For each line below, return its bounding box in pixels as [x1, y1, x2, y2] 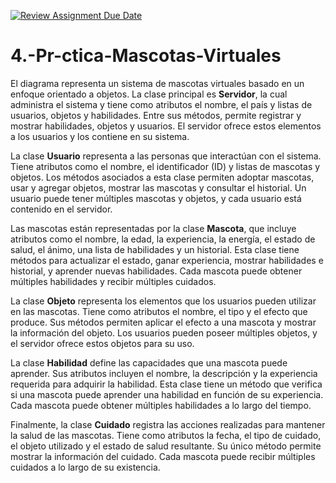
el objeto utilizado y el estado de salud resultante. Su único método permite [10, 440, 322, 452]
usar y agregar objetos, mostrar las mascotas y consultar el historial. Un [10, 181, 307, 194]
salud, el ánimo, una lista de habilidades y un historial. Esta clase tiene [10, 243, 300, 255]
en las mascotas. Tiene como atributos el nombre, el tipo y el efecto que [10, 305, 308, 317]
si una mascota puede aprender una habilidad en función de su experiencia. [10, 388, 324, 400]
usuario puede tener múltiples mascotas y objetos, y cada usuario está [10, 192, 302, 204]
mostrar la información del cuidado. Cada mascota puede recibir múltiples [10, 450, 316, 462]
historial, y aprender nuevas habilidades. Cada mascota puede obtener [10, 265, 303, 277]
